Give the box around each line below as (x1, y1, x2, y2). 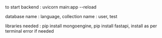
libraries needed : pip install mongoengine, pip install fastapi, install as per (5, 23, 157, 29)
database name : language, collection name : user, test (5, 14, 118, 19)
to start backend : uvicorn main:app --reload (5, 4, 97, 10)
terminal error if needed (5, 28, 54, 34)
